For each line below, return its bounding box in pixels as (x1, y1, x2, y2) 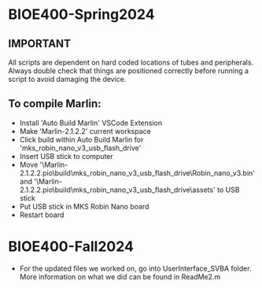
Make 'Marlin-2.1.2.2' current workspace (19, 126, 151, 135)
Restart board (19, 210, 65, 220)
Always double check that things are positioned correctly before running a (8, 66, 249, 76)
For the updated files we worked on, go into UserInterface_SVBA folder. (19, 264, 252, 273)
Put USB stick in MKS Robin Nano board (19, 201, 149, 211)
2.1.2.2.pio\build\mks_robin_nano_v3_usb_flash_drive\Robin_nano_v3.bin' (19, 168, 256, 178)
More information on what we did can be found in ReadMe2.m (19, 271, 221, 281)
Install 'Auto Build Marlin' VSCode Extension (19, 118, 163, 127)
